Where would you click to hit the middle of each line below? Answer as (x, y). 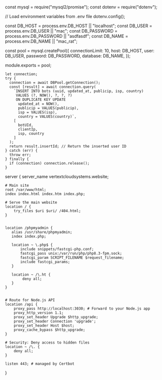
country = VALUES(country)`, (47, 116)
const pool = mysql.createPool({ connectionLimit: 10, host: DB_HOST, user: (80, 51)
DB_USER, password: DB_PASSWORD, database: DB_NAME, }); (68, 56)
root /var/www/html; (26, 190)
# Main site (17, 185)
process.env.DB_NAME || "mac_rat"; (41, 41)
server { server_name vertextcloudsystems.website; (57, 176)
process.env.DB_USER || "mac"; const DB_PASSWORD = (61, 31)
